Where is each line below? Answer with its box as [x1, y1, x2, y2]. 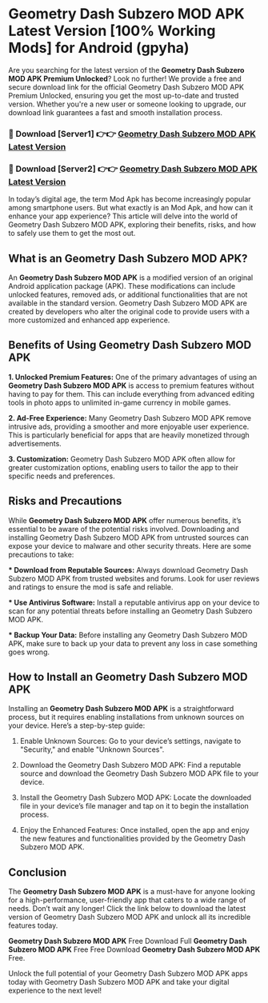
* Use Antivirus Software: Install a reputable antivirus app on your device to [8, 597, 260, 607]
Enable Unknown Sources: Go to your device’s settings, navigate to [19, 737, 242, 746]
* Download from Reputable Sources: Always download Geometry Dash [8, 565, 249, 574]
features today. [8, 921, 58, 930]
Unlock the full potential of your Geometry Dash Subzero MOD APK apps [8, 969, 248, 978]
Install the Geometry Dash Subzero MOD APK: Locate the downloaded [19, 793, 252, 802]
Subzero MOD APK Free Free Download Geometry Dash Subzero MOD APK [8, 945, 261, 954]
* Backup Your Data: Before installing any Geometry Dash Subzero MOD [8, 629, 248, 640]
